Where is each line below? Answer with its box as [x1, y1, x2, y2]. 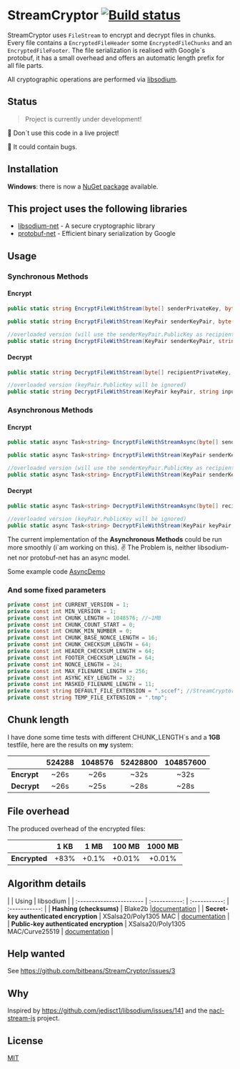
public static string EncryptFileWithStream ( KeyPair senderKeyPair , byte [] [7, 318, 238, 325]
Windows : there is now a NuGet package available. [7, 182, 159, 191]
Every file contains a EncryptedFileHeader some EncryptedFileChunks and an [7, 38, 232, 46]
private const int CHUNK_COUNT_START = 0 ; [7, 621, 136, 628]
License [7, 1035, 44, 1047]
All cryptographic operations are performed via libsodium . [7, 75, 178, 84]
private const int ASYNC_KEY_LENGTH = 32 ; [7, 674, 136, 682]
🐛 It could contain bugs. [7, 142, 77, 151]
